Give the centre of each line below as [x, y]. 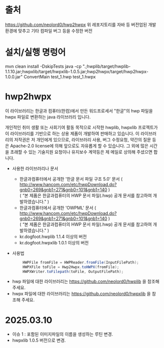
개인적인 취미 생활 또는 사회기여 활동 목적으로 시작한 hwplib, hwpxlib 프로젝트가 [82, 127]
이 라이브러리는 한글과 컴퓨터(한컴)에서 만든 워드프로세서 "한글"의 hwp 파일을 [79, 110]
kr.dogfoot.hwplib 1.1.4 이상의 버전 [53, 237]
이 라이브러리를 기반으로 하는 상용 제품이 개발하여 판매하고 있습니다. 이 [72, 134]
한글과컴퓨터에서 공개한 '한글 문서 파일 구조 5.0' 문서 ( [71, 179]
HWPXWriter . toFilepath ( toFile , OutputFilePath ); [73, 271]
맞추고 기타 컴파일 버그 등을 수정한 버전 [55, 30]
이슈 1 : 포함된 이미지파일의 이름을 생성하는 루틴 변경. [63, 334]
